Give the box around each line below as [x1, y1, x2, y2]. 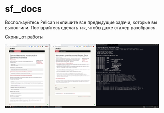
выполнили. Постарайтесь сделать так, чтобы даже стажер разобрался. [5, 24, 157, 30]
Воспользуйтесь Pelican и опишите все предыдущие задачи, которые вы [5, 19, 157, 25]
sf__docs [5, 3, 42, 15]
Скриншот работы [5, 34, 43, 40]
